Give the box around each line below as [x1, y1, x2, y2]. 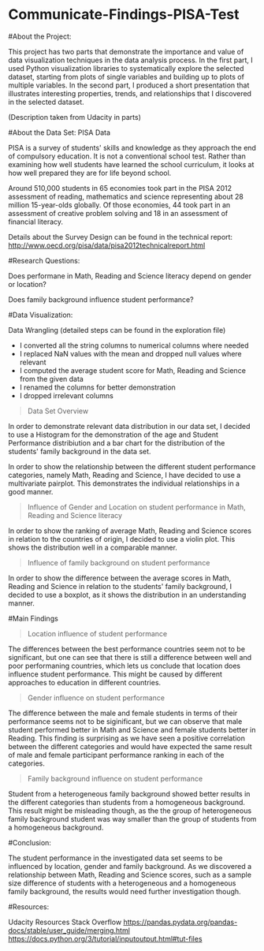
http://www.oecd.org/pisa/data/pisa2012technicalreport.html [8, 241, 206, 250]
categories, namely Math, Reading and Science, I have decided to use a [8, 470, 241, 479]
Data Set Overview [27, 406, 89, 416]
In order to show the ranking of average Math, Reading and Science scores [8, 526, 252, 535]
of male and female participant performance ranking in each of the [8, 750, 225, 759]
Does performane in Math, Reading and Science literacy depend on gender [8, 270, 252, 281]
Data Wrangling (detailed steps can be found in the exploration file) [8, 325, 226, 334]
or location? [8, 279, 47, 289]
